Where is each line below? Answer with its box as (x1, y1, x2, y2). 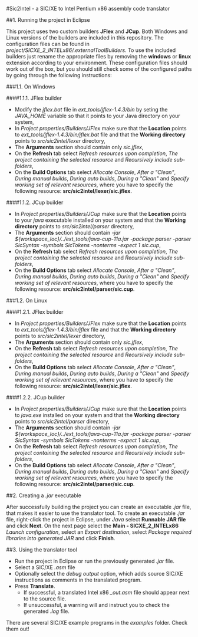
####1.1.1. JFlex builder (6, 94, 62, 101)
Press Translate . (14, 583, 55, 589)
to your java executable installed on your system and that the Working (14, 216, 186, 224)
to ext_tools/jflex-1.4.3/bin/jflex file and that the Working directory (14, 326, 176, 333)
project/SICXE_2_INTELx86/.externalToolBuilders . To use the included (6, 47, 176, 54)
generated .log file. (23, 608, 70, 615)
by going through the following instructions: (6, 72, 112, 78)
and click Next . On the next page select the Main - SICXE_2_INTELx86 (6, 522, 179, 529)
